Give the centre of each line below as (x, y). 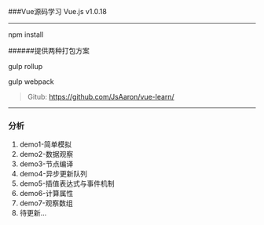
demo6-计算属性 (46, 194)
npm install (26, 34)
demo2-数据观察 (46, 154)
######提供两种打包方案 (49, 51)
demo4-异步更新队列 (53, 174)
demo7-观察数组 (46, 203)
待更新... (33, 213)
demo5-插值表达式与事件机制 (67, 183)
